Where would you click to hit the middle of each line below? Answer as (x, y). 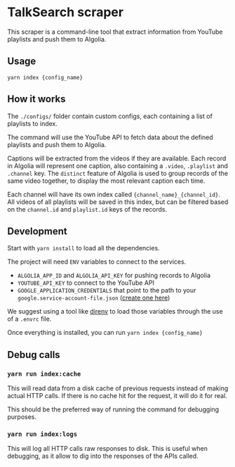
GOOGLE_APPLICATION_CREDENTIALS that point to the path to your (107, 290)
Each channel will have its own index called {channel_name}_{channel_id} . (114, 194)
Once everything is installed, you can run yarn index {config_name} (105, 333)
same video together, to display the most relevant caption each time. (106, 181)
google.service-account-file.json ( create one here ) (94, 298)
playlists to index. (33, 123)
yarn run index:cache (44, 374)
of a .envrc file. (29, 319)
